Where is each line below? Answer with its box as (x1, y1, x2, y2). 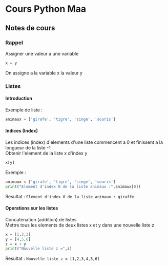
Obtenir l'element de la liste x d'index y (5, 150, 88, 156)
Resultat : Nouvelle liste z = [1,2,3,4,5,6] (5, 255, 100, 262)
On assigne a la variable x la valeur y (5, 70, 83, 76)
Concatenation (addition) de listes (5, 216, 77, 222)
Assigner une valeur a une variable (5, 50, 79, 56)
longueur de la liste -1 (5, 144, 51, 150)
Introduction (5, 96, 32, 102)
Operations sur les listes (5, 205, 58, 211)
